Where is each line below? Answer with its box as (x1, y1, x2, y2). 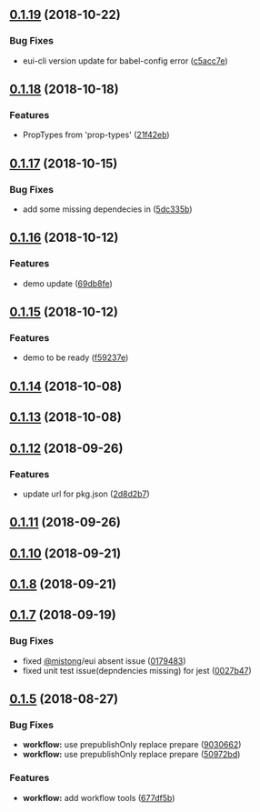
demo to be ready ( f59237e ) (22, 352, 129, 363)
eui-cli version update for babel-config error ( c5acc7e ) (22, 55, 229, 66)
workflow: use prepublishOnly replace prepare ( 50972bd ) (22, 749, 241, 760)
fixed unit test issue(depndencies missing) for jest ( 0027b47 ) (22, 665, 252, 676)
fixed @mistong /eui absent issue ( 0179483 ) (22, 655, 186, 667)
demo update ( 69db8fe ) (22, 277, 114, 289)
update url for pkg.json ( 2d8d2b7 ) (22, 488, 150, 499)
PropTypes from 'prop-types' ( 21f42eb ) (22, 129, 170, 140)
